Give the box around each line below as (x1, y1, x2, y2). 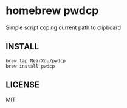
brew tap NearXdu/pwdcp (5, 57, 66, 64)
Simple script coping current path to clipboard (5, 24, 121, 31)
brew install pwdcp (5, 63, 55, 69)
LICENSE (5, 80, 40, 90)
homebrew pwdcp (5, 4, 99, 18)
